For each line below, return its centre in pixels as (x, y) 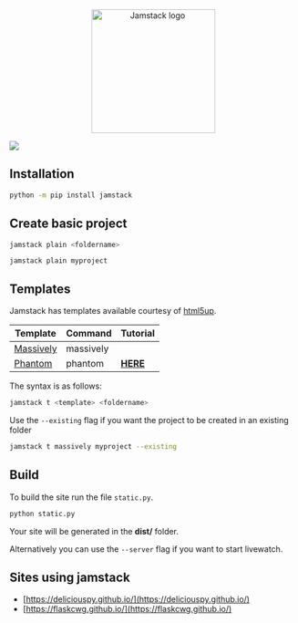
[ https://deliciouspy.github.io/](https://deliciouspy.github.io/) (136, 599)
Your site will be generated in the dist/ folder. (94, 531)
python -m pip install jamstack (71, 195)
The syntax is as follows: (56, 386)
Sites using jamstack (70, 578)
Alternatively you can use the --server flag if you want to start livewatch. (146, 549)
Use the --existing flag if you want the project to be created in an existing (149, 421)
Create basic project (68, 224)
